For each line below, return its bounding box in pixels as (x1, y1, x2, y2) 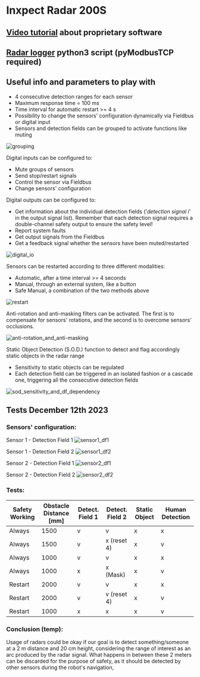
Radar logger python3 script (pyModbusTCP (6, 47, 174, 57)
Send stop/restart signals (14, 172, 77, 179)
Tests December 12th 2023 (6, 405, 109, 415)
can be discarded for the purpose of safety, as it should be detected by (6, 657, 182, 665)
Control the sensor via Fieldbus (14, 178, 92, 186)
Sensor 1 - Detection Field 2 (6, 448, 74, 455)
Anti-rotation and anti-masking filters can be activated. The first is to (6, 310, 174, 317)
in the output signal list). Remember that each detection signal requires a (14, 214, 193, 221)
